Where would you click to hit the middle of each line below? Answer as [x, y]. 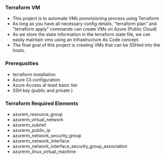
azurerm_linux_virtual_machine [44, 151]
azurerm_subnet [29, 125]
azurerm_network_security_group [47, 135]
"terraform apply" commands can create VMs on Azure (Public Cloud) [84, 29]
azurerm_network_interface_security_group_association [70, 146]
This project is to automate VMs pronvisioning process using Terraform [86, 19]
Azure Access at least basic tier [45, 85]
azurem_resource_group [37, 114]
